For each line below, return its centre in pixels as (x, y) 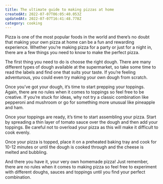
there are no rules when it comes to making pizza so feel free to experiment (81, 167)
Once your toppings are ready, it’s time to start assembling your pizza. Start (81, 117)
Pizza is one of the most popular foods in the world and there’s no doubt (77, 37)
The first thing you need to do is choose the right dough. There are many (78, 62)
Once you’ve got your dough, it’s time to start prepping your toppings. (75, 87)
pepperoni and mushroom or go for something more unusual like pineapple (80, 102)
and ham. (15, 108)
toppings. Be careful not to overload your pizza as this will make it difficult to (82, 128)
